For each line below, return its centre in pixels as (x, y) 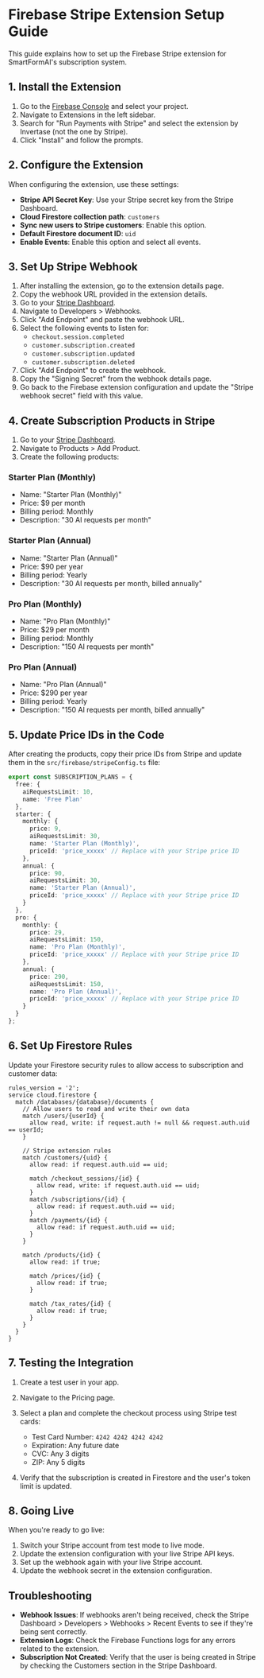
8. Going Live (41, 1511)
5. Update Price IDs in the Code (86, 734)
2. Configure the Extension (76, 165)
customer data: (33, 1073)
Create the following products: (69, 457)
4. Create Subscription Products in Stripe (112, 420)
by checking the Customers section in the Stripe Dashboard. (118, 1666)
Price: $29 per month (54, 630)
